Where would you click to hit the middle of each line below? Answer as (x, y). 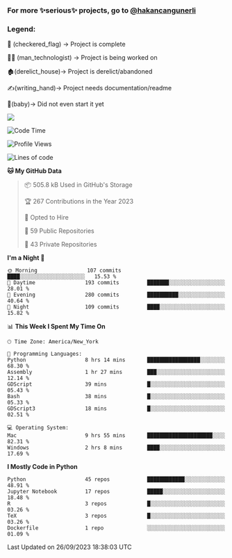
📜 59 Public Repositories (59, 231)
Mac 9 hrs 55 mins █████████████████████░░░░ (116, 436)
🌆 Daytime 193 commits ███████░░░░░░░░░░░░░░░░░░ (116, 283)
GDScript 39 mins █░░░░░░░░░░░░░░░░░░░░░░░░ (116, 384)
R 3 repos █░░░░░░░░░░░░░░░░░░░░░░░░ (116, 504)
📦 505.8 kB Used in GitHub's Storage (78, 185)
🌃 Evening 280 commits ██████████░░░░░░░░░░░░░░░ (116, 295)
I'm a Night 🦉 (26, 258)
